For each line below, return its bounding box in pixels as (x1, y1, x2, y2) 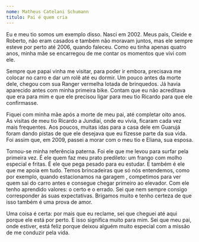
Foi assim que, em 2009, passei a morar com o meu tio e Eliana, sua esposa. (6, 136, 194, 143)
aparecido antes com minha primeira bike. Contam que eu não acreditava (6, 86, 186, 94)
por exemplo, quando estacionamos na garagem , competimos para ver (6, 173, 181, 180)
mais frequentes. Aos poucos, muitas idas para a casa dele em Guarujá (6, 123, 181, 131)
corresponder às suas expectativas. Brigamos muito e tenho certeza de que (6, 192, 192, 199)
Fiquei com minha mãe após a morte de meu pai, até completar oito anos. (6, 111, 187, 118)
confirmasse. (6, 99, 39, 106)
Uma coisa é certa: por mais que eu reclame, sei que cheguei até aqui (6, 210, 178, 217)
